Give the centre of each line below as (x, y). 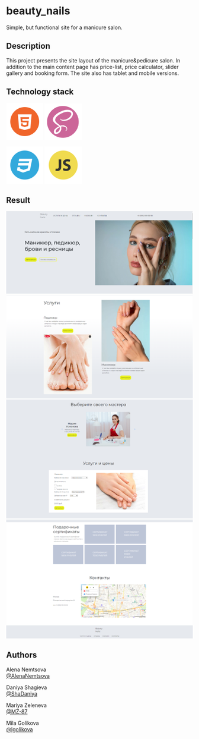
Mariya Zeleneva (27, 705)
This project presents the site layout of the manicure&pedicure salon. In (93, 60)
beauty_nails (38, 11)
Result (18, 200)
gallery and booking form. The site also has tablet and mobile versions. (93, 73)
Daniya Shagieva (27, 687)
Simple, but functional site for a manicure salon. (64, 27)
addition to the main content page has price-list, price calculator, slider (92, 67)
